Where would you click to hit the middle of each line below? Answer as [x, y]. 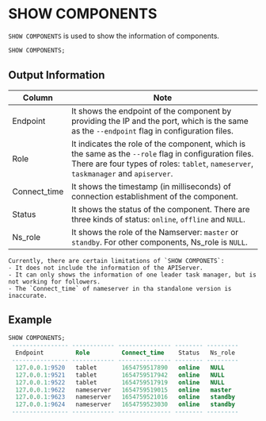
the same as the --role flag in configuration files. [162, 153]
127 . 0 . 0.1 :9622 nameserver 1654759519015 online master [123, 390]
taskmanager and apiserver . [122, 173]
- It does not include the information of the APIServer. [106, 268]
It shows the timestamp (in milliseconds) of [151, 186]
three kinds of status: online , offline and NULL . [158, 219]
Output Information [57, 75]
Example [30, 320]
